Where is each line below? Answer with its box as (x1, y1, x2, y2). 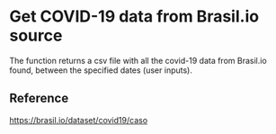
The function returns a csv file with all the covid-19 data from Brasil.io (9, 55, 267, 66)
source (9, 25, 63, 46)
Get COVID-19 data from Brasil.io (9, 6, 259, 27)
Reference (9, 91, 69, 106)
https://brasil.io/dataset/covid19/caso (9, 114, 148, 125)
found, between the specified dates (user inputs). (9, 65, 193, 76)
